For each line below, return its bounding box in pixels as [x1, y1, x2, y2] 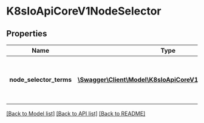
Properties [6, 28, 47, 39]
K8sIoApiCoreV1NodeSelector [6, 4, 161, 18]
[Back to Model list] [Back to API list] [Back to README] [6, 110, 146, 117]
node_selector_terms [9, 76, 72, 84]
